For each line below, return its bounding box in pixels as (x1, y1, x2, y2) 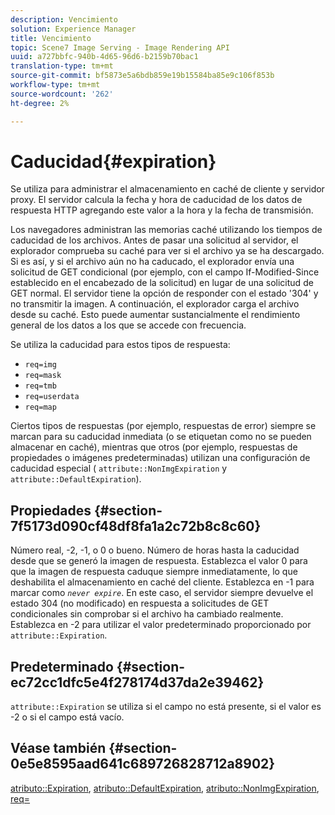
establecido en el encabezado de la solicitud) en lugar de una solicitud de (10, 277, 314, 289)
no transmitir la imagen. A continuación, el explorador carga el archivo (10, 298, 300, 310)
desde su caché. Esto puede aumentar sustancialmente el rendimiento (10, 309, 301, 321)
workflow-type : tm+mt (10, 80, 101, 90)
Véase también (10, 740, 107, 757)
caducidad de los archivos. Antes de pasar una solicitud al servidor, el (10, 234, 299, 246)
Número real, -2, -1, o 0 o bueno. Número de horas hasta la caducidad (10, 544, 300, 556)
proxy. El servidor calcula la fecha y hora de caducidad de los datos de (10, 194, 303, 206)
